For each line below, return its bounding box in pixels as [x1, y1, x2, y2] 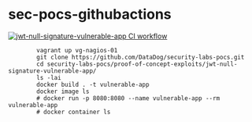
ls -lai [36, 74, 61, 81]
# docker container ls [36, 108, 111, 116]
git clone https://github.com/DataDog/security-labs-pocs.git [36, 53, 245, 61]
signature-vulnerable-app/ [8, 66, 97, 75]
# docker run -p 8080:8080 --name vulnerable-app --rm [36, 94, 220, 102]
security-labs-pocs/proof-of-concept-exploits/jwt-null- [46, 60, 238, 68]
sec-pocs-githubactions [8, 5, 172, 23]
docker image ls [36, 88, 90, 95]
